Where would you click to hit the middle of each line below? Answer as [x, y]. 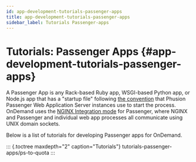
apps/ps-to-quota [28, 153]
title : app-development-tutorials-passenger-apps [68, 17]
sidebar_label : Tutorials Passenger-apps [58, 22]
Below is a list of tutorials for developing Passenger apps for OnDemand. [94, 135]
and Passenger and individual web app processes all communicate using [94, 117]
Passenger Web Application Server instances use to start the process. [91, 105]
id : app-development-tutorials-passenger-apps [64, 11]
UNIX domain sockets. [33, 124]
